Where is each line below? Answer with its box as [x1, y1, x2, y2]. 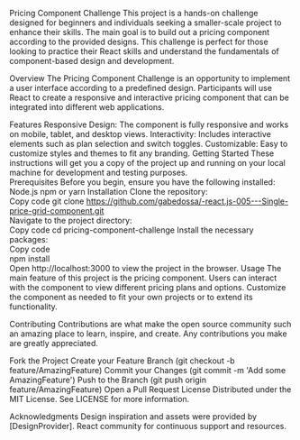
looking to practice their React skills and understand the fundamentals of [9, 46, 279, 57]
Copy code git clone [9, 196, 85, 206]
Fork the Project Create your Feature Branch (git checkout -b [9, 355, 236, 366]
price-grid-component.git [9, 206, 105, 215]
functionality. [9, 301, 59, 312]
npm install [9, 253, 50, 264]
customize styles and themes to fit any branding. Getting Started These [9, 148, 275, 159]
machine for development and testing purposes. [9, 167, 188, 178]
